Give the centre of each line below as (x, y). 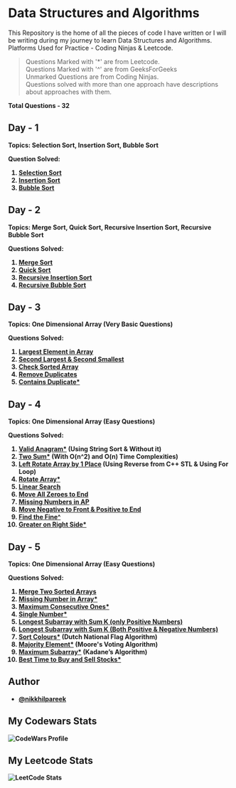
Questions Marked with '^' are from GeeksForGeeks (101, 69)
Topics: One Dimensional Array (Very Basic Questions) (91, 324)
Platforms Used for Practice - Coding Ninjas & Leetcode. (91, 48)
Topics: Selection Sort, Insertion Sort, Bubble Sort (84, 145)
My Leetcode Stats (50, 761)
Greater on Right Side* (53, 524)
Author (24, 682)
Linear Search (39, 487)
